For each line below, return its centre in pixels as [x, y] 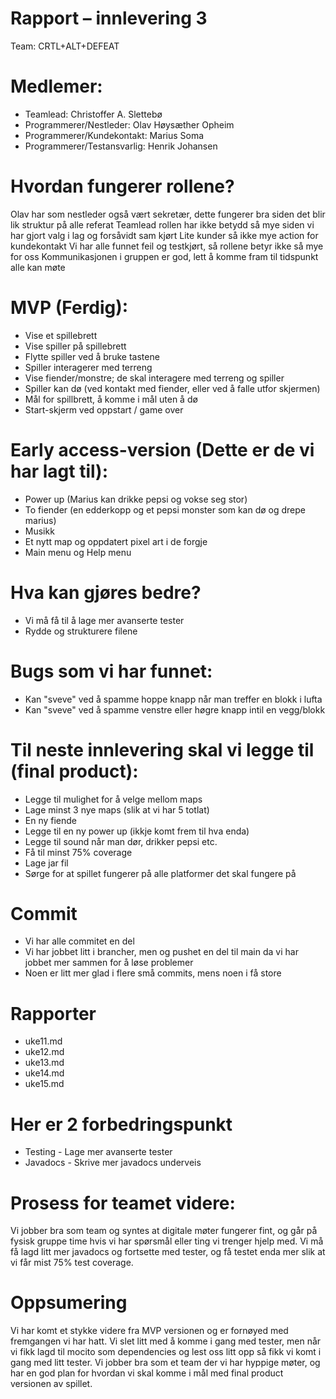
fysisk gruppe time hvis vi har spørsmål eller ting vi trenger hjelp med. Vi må [167, 1241]
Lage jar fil [46, 863]
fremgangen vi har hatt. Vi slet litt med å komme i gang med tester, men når [166, 1341]
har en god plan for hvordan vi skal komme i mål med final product [147, 1373]
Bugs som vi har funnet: [111, 671]
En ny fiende [51, 820]
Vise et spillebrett [61, 335]
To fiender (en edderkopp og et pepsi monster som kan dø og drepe [165, 509]
